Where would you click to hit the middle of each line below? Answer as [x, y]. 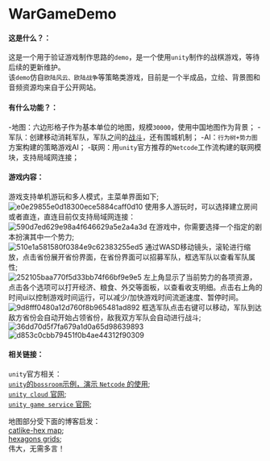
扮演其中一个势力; [45, 237]
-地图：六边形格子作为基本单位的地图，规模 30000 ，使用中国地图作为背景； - [135, 127]
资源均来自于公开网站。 [61, 87]
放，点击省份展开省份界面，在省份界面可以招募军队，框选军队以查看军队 [128, 257]
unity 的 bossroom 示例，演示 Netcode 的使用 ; [79, 384]
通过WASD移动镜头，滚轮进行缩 [198, 247]
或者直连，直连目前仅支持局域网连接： [72, 216]
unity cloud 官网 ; [37, 394]
